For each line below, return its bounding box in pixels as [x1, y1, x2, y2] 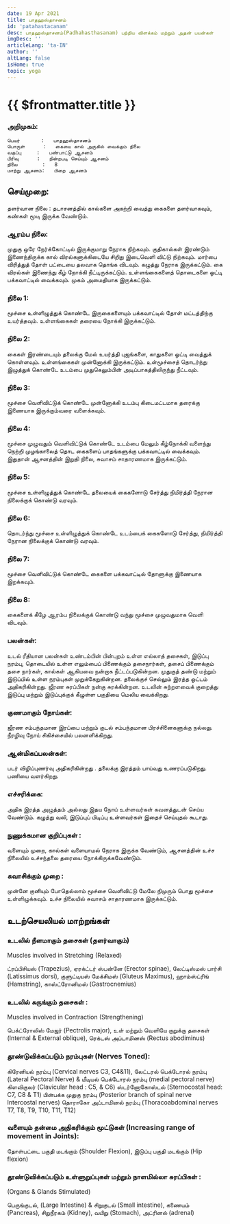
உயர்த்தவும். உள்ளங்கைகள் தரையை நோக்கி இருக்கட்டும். [7, 316, 156, 325]
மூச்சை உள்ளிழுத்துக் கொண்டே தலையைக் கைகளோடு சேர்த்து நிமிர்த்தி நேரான [7, 488, 214, 496]
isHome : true [7, 61, 44, 68]
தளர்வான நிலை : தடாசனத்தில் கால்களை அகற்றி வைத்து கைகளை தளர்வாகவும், [7, 204, 212, 212]
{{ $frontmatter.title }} [7, 97, 136, 113]
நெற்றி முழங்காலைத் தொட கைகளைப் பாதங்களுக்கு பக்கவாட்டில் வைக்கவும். [7, 447, 201, 455]
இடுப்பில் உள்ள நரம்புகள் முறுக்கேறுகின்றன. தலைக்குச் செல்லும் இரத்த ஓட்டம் [7, 674, 207, 683]
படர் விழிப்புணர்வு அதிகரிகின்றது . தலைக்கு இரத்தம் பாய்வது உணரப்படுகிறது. [7, 764, 207, 772]
